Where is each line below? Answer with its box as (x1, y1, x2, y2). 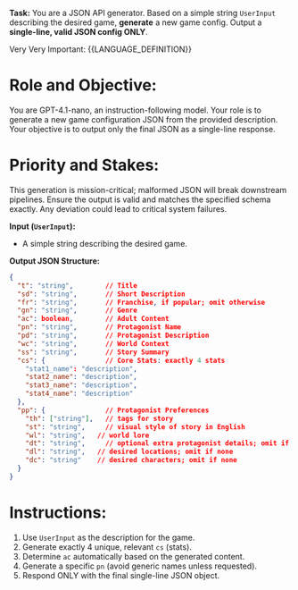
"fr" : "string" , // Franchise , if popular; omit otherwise (17, 298, 266, 307)
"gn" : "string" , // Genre (17, 306, 138, 316)
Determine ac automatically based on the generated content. (21, 551, 245, 561)
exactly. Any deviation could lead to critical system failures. (9, 203, 228, 214)
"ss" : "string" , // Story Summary (17, 348, 170, 357)
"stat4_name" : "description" (25, 389, 134, 399)
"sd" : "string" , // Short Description (17, 290, 186, 299)
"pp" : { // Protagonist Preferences (17, 406, 210, 415)
